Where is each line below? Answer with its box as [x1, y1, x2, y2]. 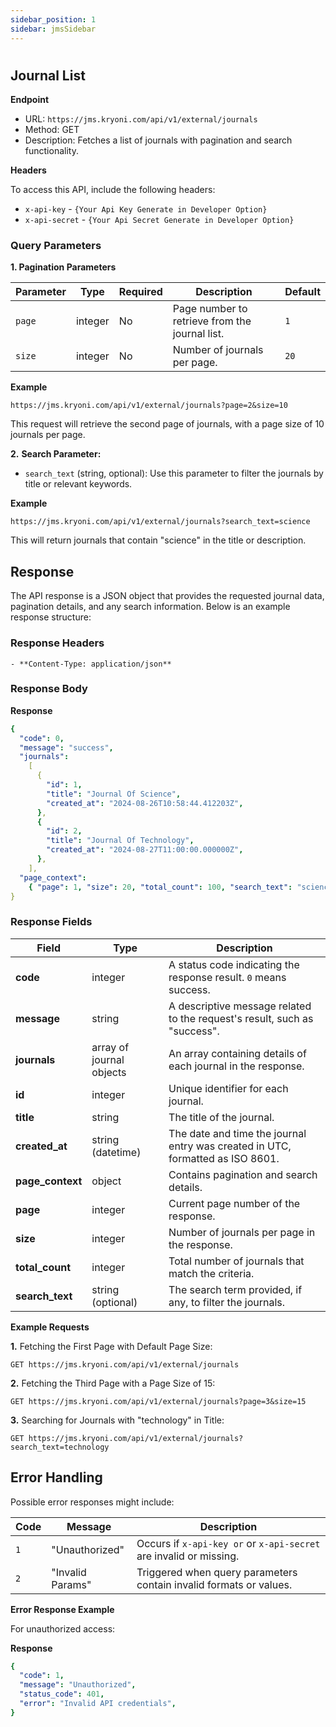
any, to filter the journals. [168, 1295, 286, 1309]
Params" [51, 1577, 92, 1591]
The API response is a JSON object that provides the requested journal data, [10, 590, 325, 602]
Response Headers [10, 636, 105, 650]
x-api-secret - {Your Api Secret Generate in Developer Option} [24, 214, 295, 226]
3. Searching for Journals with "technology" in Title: [10, 1414, 225, 1426]
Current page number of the [168, 1196, 301, 1210]
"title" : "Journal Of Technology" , [46, 836, 195, 846]
